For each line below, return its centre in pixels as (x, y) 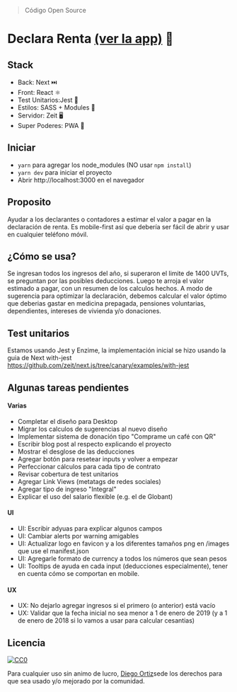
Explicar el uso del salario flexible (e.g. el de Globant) (95, 496)
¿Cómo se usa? (42, 256)
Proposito (29, 202)
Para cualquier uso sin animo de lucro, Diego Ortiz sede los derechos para (115, 674)
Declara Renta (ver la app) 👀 (91, 39)
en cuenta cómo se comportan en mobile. (79, 574)
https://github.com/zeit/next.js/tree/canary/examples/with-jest (98, 365)
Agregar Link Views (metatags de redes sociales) (89, 481)
